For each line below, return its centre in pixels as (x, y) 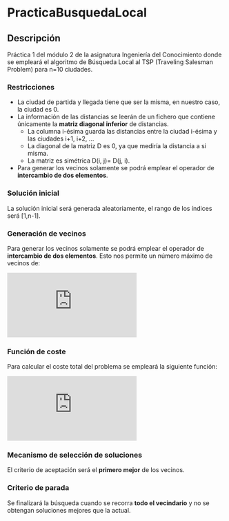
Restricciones (31, 87)
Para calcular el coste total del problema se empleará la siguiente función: (112, 367)
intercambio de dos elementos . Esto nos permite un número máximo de (110, 256)
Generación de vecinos (47, 234)
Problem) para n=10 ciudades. (50, 69)
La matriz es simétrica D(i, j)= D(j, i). (79, 161)
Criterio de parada (38, 488)
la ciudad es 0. (38, 110)
